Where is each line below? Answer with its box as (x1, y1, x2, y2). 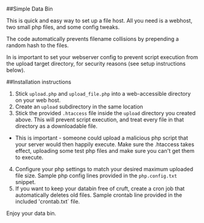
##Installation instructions (6, 79, 72, 85)
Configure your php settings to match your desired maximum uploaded (15, 166, 194, 172)
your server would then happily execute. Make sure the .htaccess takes (15, 141, 195, 148)
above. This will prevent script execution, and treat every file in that (15, 116, 185, 123)
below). (6, 66, 26, 74)
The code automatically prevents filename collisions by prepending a (6, 35, 179, 42)
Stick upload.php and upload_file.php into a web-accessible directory (15, 90, 191, 97)
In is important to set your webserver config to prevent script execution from (6, 54, 199, 60)
